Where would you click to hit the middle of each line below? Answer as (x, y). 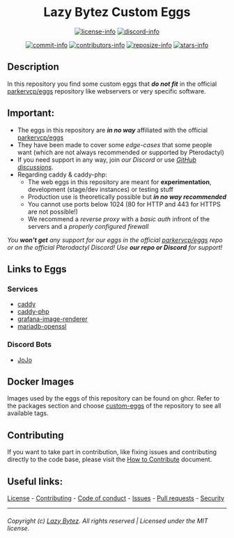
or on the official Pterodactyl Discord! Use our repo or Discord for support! (115, 247)
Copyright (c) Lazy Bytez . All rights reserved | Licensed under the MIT (108, 521)
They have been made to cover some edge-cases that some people (115, 144)
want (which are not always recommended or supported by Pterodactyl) (121, 152)
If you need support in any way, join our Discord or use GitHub (107, 159)
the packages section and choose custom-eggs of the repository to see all (114, 406)
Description (33, 67)
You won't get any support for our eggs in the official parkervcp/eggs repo (115, 240)
